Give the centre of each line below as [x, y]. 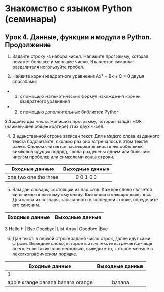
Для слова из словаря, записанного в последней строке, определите [85, 200]
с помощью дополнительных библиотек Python [69, 112]
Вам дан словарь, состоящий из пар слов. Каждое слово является [82, 189]
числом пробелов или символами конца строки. [63, 157]
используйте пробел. [62, 67]
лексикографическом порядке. [45, 254]
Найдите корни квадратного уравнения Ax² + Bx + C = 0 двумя [78, 76]
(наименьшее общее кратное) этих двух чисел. [55, 126]
